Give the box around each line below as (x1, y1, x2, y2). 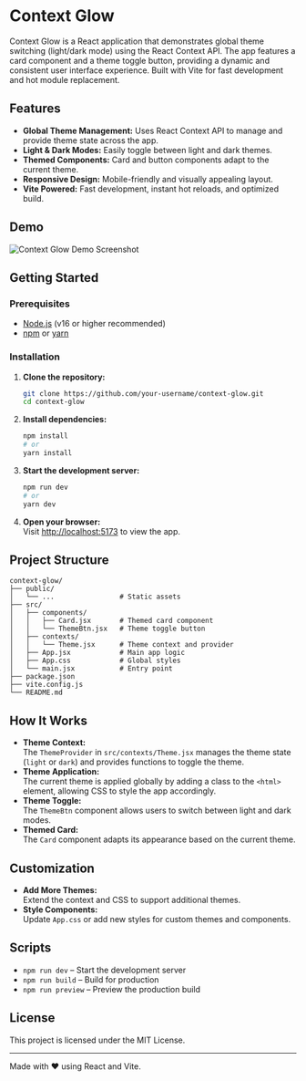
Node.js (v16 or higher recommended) (22, 318, 166, 329)
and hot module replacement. (9, 74, 120, 85)
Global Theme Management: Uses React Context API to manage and (22, 125, 283, 136)
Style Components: (22, 904, 98, 915)
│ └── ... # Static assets (9, 592, 181, 602)
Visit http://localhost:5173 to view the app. (22, 525, 180, 536)
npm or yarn (22, 327, 69, 338)
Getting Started (9, 270, 99, 286)
